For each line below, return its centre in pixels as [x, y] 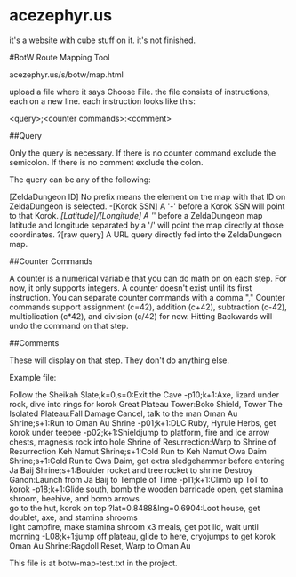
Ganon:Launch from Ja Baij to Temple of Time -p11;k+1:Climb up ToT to [139, 479]
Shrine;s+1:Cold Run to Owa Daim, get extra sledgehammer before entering [148, 461]
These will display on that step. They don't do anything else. [119, 360]
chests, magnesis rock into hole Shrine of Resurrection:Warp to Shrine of [143, 442]
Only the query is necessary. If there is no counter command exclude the [143, 153]
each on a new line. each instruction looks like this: [102, 101]
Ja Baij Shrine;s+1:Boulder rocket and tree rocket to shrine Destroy [131, 470]
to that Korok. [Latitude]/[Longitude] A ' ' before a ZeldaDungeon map [136, 215]
